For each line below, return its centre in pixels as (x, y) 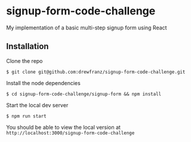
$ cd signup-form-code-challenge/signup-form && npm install (84, 94)
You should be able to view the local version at (64, 127)
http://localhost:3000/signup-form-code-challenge (70, 133)
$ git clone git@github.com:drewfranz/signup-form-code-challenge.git (96, 72)
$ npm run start (26, 116)
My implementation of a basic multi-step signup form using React (87, 28)
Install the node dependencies (43, 83)
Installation (27, 46)
